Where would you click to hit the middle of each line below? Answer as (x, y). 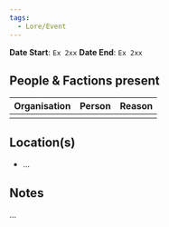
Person (95, 106)
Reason (136, 106)
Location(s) (42, 142)
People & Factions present (84, 80)
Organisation (42, 106)
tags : (19, 18)
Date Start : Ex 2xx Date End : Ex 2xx (76, 52)
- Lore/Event (42, 26)
